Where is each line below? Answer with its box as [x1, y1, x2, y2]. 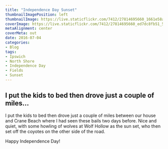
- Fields [5, 68, 23, 73]
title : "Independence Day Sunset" [5, 7, 77, 13]
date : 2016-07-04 [5, 36, 41, 41]
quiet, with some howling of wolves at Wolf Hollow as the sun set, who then [5, 123, 161, 129]
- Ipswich [5, 54, 26, 59]
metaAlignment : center [5, 26, 52, 31]
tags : [5, 49, 16, 54]
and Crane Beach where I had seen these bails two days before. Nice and [5, 117, 156, 123]
